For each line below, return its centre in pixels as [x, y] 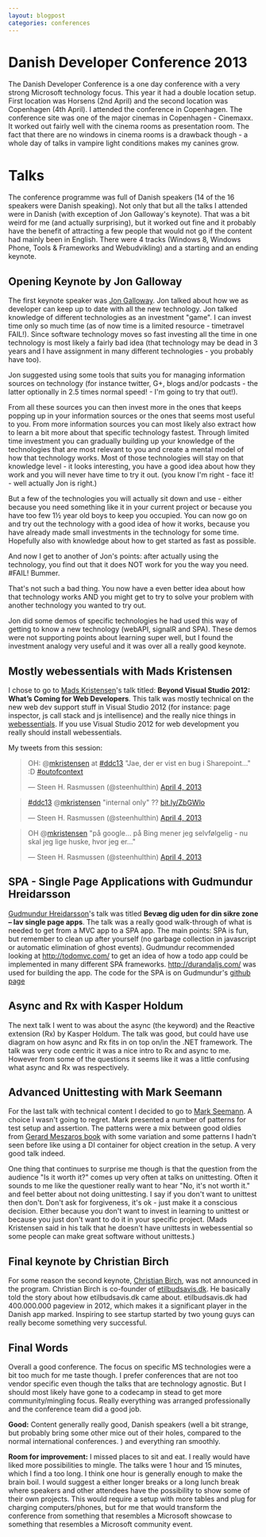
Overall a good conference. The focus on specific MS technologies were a [130, 1367]
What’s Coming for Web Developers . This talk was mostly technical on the [131, 699]
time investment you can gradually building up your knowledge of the [121, 441]
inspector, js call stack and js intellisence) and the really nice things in [122, 715]
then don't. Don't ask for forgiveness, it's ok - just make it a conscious [123, 1203]
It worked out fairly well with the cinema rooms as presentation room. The [129, 126]
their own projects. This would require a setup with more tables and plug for [132, 1499]
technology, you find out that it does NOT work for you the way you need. [128, 565]
